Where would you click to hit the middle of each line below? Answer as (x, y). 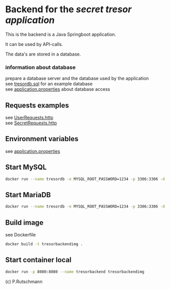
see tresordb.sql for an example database (49, 84)
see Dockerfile (21, 235)
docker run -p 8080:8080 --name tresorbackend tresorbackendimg (75, 272)
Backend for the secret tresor (68, 9)
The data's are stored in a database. (43, 54)
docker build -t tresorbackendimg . (44, 244)
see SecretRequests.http (31, 123)
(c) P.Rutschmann (24, 281)
